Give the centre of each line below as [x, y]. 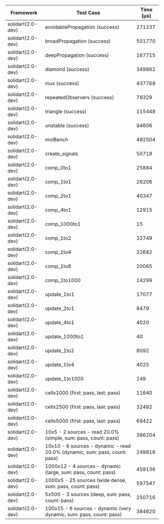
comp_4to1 [58, 210]
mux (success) [62, 83]
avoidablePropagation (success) [82, 27]
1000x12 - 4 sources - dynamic [83, 466]
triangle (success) [66, 111]
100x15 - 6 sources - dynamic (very [88, 508]
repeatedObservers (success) [80, 97]
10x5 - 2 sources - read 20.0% [82, 432]
